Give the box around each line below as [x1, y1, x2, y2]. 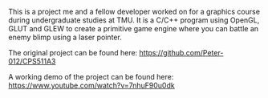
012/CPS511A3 [8, 56, 56, 66]
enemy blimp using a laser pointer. [8, 32, 122, 42]
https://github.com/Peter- [139, 48, 224, 57]
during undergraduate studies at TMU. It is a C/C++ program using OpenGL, [8, 15, 260, 25]
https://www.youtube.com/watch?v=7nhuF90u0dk [8, 80, 175, 90]
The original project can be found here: [8, 48, 138, 57]
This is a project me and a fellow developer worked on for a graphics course [8, 7, 261, 16]
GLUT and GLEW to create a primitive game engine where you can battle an [8, 24, 259, 33]
